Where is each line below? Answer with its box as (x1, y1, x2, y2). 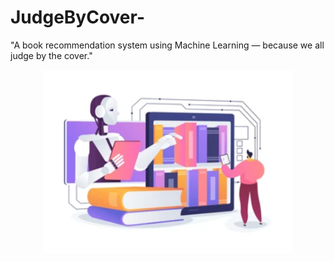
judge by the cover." (10, 49, 93, 61)
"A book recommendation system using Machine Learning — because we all (10, 39, 325, 51)
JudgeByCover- (10, 6, 146, 29)
